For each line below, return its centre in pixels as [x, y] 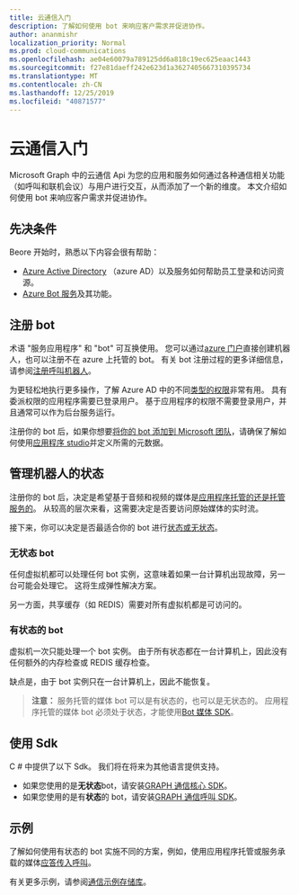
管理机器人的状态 [57, 474]
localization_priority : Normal [68, 43]
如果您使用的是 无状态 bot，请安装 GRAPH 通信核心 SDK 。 [127, 786]
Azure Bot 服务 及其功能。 [69, 294]
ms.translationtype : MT [54, 76]
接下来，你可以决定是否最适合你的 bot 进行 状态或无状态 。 [116, 527]
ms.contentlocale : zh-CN [56, 85]
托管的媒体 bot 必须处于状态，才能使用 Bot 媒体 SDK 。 [139, 712]
